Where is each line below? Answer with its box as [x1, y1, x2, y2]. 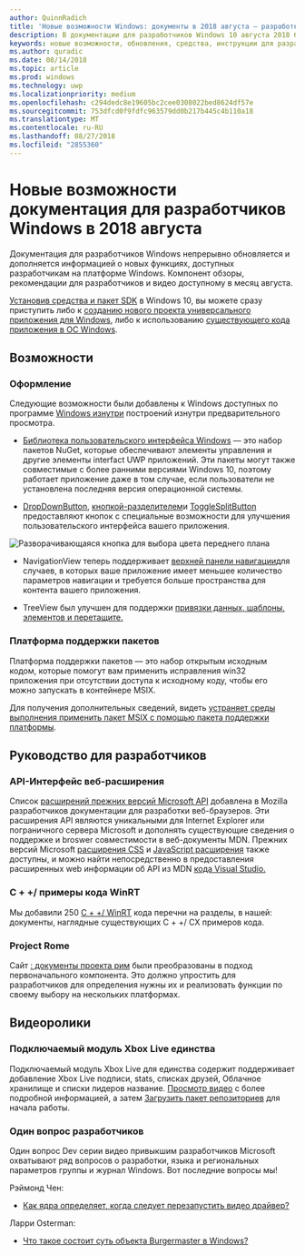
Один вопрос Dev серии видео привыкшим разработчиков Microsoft [9, 1145, 276, 1156]
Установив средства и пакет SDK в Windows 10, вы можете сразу [9, 295, 263, 306]
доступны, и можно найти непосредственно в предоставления [9, 854, 254, 865]
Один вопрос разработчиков [9, 1125, 144, 1138]
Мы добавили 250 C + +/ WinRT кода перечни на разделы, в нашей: [9, 906, 272, 917]
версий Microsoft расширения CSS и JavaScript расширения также [9, 844, 270, 855]
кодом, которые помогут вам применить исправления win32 [9, 665, 247, 676]
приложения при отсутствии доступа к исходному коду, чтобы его [9, 674, 268, 685]
